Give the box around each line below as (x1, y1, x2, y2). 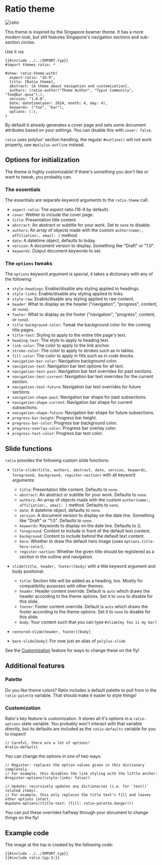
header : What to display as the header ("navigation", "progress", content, (12, 301, 158, 307)
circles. (21, 39, 36, 45)
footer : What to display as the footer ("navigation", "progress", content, (12, 311, 156, 317)
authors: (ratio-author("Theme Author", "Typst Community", (9, 88, 134, 93)
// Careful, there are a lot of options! (5, 740, 90, 745)
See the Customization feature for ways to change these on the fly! (5, 648, 140, 653)
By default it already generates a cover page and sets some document (5, 122, 146, 127)
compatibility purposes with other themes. (19, 583, 105, 589)
